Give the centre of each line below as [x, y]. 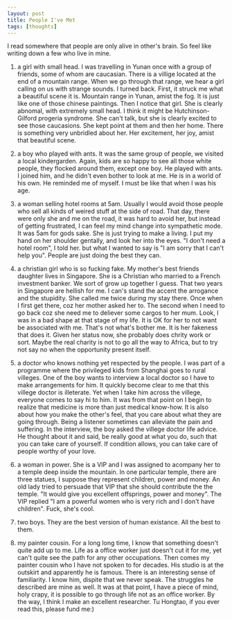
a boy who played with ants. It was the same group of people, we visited [120, 154]
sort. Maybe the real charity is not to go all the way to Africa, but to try [117, 343]
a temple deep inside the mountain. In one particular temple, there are [117, 472]
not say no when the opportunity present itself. [84, 349]
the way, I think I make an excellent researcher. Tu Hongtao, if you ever [118, 602]
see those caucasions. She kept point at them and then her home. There [120, 126]
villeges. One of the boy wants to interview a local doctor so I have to [116, 378]
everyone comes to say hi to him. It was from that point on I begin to [114, 400]
